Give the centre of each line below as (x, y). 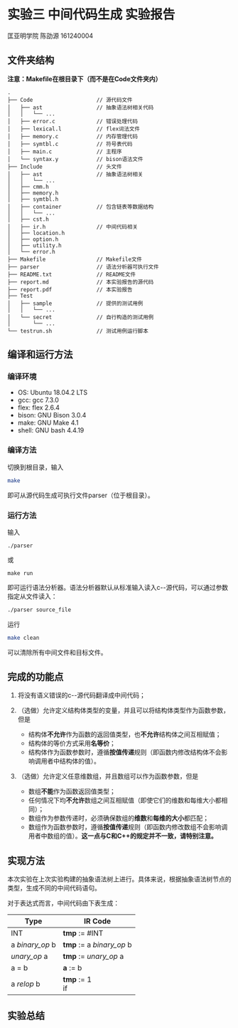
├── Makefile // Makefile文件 (75, 259)
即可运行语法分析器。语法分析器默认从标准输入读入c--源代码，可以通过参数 (118, 587)
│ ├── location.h (36, 233)
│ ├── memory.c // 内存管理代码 (73, 136)
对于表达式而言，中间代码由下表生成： (63, 903)
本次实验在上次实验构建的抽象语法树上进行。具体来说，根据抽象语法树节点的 (119, 879)
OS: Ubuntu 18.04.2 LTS (53, 393)
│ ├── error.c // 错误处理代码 (73, 121)
